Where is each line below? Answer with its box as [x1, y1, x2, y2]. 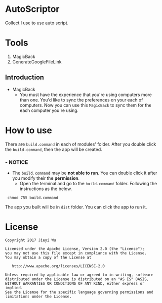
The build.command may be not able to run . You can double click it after [12, 170, 158, 176]
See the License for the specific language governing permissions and [5, 290, 154, 295]
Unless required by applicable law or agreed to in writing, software [5, 272, 154, 277]
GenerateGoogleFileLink [12, 58, 62, 65]
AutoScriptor [5, 3, 60, 15]
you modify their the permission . [12, 175, 80, 181]
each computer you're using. [19, 107, 79, 113]
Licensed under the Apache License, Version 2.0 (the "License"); [5, 246, 145, 251]
